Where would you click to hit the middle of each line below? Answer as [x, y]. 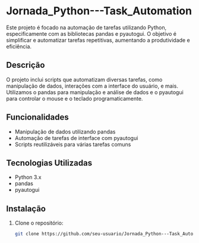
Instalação [26, 209]
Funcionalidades [38, 117]
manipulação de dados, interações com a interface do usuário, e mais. [92, 86]
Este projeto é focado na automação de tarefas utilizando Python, [86, 27]
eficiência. [19, 46]
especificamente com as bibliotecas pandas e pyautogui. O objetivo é [91, 33]
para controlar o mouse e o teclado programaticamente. [75, 98]
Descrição [26, 65]
